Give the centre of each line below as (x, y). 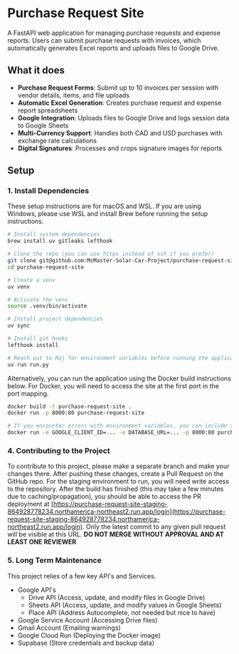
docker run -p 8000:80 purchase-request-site (76, 413)
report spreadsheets (48, 110)
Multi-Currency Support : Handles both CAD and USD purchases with (120, 133)
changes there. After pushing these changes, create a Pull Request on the (116, 474)
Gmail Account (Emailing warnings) (69, 628)
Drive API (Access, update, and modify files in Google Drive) (117, 597)
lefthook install (33, 345)
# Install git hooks (38, 339)
